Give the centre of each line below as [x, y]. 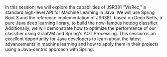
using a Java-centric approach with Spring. [50, 49]
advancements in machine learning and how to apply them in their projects [82, 44]
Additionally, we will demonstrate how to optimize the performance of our [81, 28]
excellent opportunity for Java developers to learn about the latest [73, 39]
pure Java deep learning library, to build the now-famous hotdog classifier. [82, 23]
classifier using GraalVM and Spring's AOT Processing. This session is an [81, 33]
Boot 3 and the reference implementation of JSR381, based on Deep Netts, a [84, 18]
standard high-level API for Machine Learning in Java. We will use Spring [80, 12]
